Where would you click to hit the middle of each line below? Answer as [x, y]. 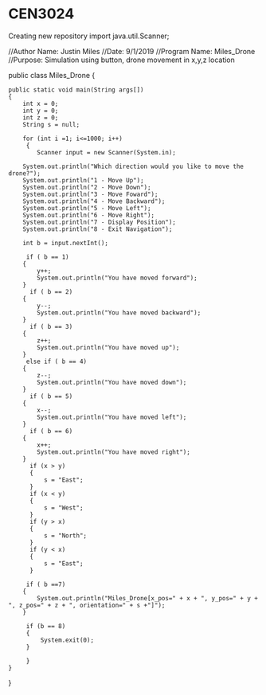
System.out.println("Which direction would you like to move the [133, 166]
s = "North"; [65, 535]
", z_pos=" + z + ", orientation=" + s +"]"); [87, 605]
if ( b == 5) [51, 396]
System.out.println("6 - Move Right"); [89, 215]
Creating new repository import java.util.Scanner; [89, 36]
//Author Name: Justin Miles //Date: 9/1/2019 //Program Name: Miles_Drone [132, 51]
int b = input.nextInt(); [66, 243]
